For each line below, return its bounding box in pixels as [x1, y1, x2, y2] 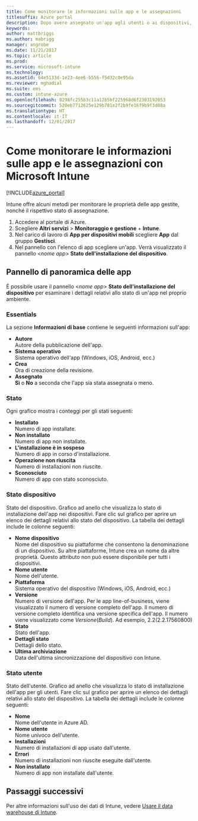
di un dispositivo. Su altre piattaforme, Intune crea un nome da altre [14, 547, 180, 554]
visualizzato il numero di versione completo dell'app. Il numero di [14, 603, 174, 611]
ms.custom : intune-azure [6, 91, 68, 97]
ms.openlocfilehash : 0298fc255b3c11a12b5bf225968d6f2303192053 [6, 97, 166, 103]
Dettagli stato [14, 635, 49, 642]
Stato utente [6, 669, 43, 677]
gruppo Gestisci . [14, 238, 56, 245]
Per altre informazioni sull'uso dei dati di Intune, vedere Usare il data [6, 802, 173, 809]
